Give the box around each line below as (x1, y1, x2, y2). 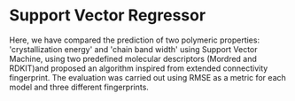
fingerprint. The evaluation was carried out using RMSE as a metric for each (9, 72, 286, 82)
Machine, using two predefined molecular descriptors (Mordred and (9, 53, 257, 64)
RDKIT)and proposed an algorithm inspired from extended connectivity (9, 63, 268, 74)
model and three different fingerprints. (9, 82, 149, 92)
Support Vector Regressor (9, 5, 206, 26)
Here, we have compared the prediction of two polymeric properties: (9, 35, 260, 45)
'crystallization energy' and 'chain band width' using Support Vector (9, 43, 259, 54)
